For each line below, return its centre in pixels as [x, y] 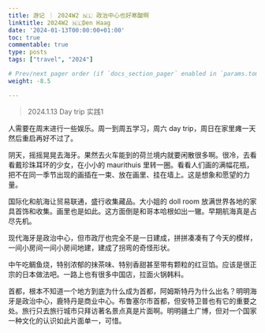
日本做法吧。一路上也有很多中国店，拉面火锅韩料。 [105, 274]
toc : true [24, 37]
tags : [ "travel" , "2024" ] [50, 60]
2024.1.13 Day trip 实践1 [65, 111]
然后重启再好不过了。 [43, 138]
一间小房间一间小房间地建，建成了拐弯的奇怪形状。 [91, 247]
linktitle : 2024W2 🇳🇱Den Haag [60, 23]
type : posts [28, 52]
